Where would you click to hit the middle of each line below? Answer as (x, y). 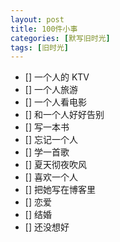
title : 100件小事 (44, 29)
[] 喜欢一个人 (51, 177)
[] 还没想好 (47, 227)
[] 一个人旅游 (51, 90)
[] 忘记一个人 (51, 140)
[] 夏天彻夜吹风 (55, 165)
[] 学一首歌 (47, 152)
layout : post (37, 19)
